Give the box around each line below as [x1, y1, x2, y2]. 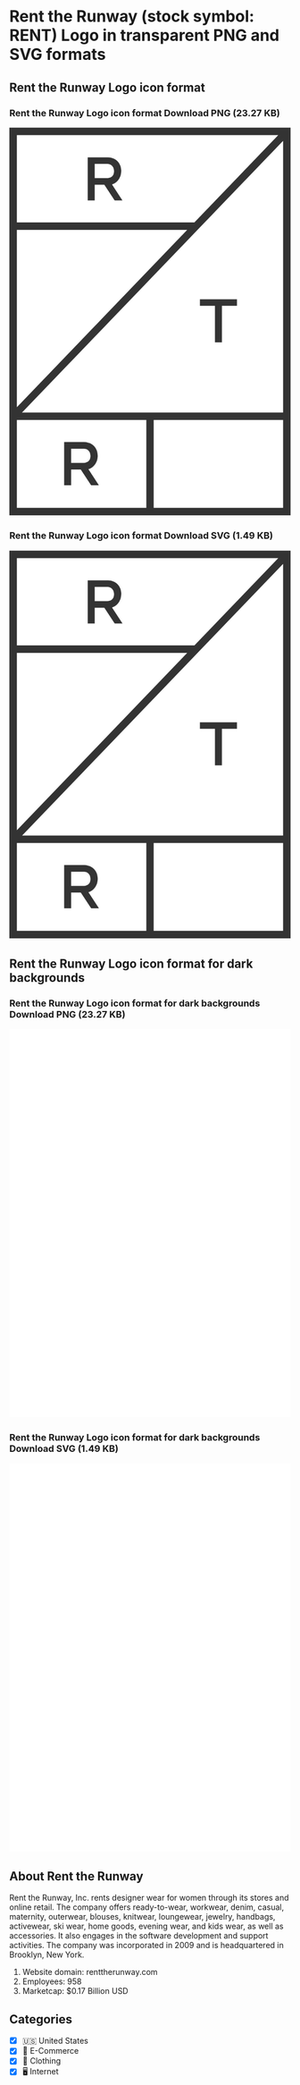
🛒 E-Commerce [21, 2046, 79, 2056]
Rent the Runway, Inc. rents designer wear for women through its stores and [9, 1893, 289, 1904]
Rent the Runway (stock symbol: [9, 6, 254, 27]
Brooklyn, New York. [9, 1949, 85, 1960]
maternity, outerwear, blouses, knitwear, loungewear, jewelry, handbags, [9, 1912, 276, 1922]
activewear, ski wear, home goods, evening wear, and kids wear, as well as [9, 1920, 284, 1932]
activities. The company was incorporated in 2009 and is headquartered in [9, 1940, 284, 1951]
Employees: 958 [21, 1976, 82, 1987]
